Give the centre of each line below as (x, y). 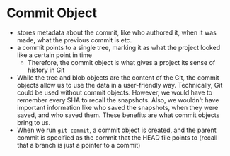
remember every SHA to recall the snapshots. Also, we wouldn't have (118, 100)
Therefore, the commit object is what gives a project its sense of (121, 62)
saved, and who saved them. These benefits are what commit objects (118, 115)
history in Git (46, 70)
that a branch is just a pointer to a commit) (79, 145)
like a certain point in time (54, 55)
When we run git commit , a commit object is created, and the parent (116, 130)
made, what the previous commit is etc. (74, 40)
